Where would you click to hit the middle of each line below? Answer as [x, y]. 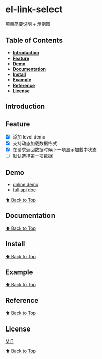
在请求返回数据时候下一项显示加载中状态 [55, 150]
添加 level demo [29, 136]
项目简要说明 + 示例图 [28, 24]
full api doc [24, 190]
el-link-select [34, 9]
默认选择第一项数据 [33, 156]
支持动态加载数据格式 [35, 143]
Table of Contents [34, 40]
